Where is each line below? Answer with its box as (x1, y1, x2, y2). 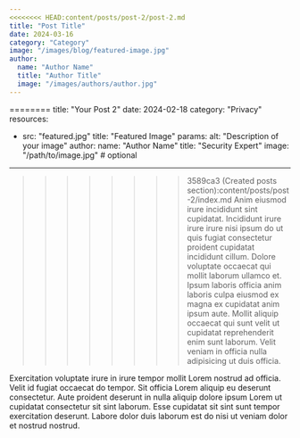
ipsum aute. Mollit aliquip (187, 308, 279, 318)
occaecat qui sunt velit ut (187, 318, 279, 328)
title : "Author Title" (17, 71, 102, 80)
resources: (9, 113, 49, 124)
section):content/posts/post (187, 185, 290, 195)
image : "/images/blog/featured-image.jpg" (9, 46, 170, 55)
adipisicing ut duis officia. (187, 355, 281, 366)
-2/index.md (187, 194, 232, 205)
